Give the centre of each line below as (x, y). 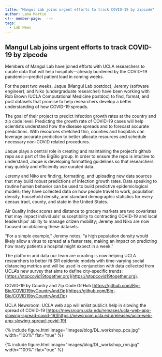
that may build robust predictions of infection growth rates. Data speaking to (81, 181)
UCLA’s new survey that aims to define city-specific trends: (64, 271)
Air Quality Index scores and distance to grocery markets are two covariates (81, 211)
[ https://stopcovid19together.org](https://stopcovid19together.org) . (72, 276)
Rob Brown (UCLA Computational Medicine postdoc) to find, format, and (77, 96)
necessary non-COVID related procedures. (48, 141)
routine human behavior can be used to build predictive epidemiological (77, 186)
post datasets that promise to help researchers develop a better (68, 101)
